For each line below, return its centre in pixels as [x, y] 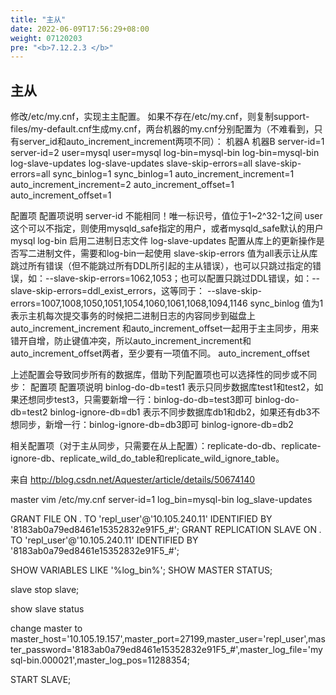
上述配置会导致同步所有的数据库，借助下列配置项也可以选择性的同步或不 [159, 375]
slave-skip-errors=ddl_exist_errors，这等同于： [108, 291]
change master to [46, 628]
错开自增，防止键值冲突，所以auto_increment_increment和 [131, 341]
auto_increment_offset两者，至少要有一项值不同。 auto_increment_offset [160, 353]
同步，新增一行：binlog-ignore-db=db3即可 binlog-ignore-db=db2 [156, 425]
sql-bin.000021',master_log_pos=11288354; [100, 660]
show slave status [47, 609]
